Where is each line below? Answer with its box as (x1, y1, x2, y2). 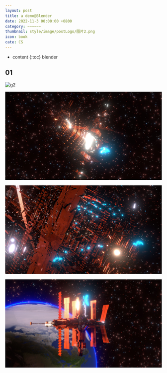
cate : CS (5, 40, 23, 45)
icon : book (5, 34, 28, 39)
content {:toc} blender (12, 54, 58, 60)
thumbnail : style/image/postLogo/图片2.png (5, 29, 95, 34)
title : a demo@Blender (5, 13, 52, 18)
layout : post (5, 8, 32, 13)
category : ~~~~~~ (5, 24, 41, 29)
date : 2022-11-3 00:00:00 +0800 (5, 18, 72, 23)
